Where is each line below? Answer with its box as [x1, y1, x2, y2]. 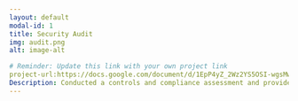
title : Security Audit [9, 29, 93, 38]
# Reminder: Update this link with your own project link [9, 62, 228, 71]
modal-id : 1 [9, 21, 53, 30]
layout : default [9, 12, 69, 22]
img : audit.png [9, 37, 66, 47]
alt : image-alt [9, 46, 66, 55]
